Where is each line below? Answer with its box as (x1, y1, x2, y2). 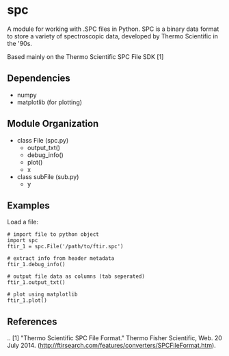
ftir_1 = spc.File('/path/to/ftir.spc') (7, 243, 124, 250)
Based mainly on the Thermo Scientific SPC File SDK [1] (7, 52, 164, 60)
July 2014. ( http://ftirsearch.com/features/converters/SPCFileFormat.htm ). (7, 342, 217, 350)
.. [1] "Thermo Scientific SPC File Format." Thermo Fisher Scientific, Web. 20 (7, 334, 222, 342)
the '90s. (7, 39, 33, 47)
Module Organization (7, 118, 99, 130)
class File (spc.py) (16, 136, 69, 144)
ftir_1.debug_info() (7, 261, 66, 268)
